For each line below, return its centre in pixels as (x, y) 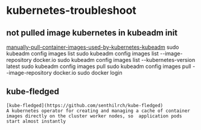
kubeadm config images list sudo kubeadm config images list (82, 54)
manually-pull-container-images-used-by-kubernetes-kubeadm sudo (93, 47)
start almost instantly (36, 121)
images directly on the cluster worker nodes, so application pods (94, 116)
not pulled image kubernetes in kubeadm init (92, 33)
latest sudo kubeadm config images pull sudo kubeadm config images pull (99, 66)
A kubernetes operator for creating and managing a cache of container (98, 111)
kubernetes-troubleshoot (72, 11)
